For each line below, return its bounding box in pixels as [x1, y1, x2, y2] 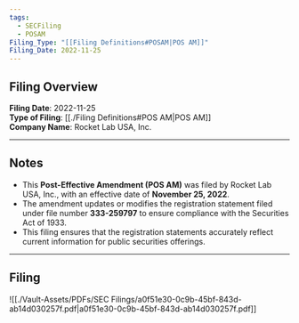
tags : [9, 12, 29, 22]
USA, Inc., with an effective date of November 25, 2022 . [21, 189, 230, 199]
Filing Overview [9, 79, 98, 94]
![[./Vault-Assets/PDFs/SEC [9, 294, 109, 304]
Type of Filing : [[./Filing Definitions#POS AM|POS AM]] [9, 112, 212, 123]
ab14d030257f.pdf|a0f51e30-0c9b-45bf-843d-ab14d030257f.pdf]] [9, 303, 257, 314]
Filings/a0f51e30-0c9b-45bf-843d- [110, 294, 242, 304]
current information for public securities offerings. [21, 236, 206, 246]
